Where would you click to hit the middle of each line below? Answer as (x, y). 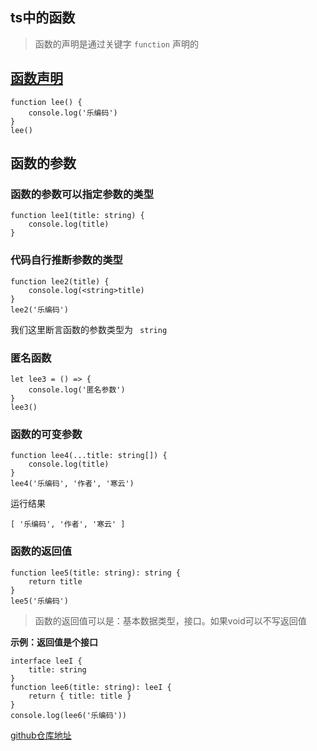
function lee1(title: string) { (77, 216)
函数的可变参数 (46, 434)
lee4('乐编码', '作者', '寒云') (72, 484)
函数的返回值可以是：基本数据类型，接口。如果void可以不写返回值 (170, 620)
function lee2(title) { (60, 281)
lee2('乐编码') (39, 309)
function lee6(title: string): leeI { (91, 687)
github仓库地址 (41, 735)
